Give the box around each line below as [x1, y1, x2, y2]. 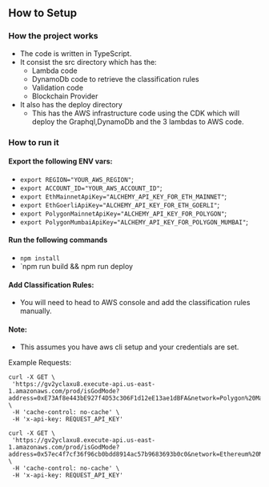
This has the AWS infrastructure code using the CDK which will [31, 108, 240, 118]
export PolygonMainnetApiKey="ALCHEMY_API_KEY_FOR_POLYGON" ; [19, 208, 227, 218]
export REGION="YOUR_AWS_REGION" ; [19, 174, 134, 183]
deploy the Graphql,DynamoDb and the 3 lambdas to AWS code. [31, 116, 244, 127]
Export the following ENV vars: [8, 156, 113, 167]
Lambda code [31, 66, 78, 75]
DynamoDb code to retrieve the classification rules [31, 74, 199, 83]
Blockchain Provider [31, 91, 98, 101]
